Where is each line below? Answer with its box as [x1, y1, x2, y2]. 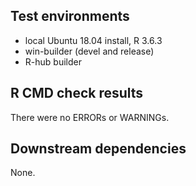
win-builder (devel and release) [24, 45, 155, 57]
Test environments [10, 8, 130, 25]
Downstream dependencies [10, 140, 187, 158]
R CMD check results [10, 85, 144, 102]
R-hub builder [24, 55, 82, 68]
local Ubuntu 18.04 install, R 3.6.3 [24, 34, 163, 46]
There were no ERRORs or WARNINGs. [10, 111, 170, 123]
